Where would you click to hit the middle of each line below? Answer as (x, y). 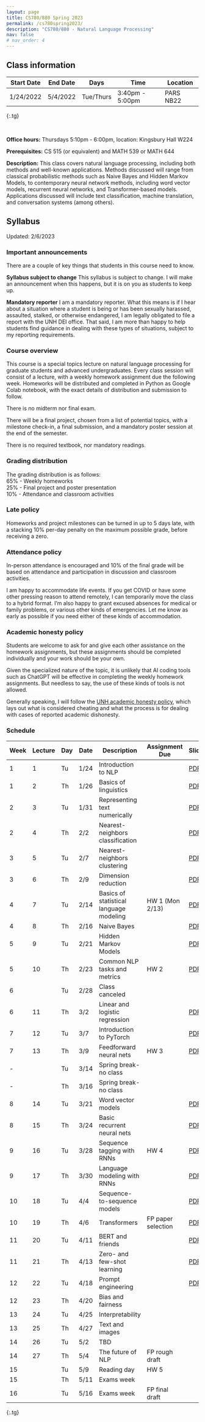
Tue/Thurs (96, 97)
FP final (158, 1390)
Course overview (32, 350)
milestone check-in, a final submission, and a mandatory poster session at (100, 427)
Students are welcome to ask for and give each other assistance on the (96, 645)
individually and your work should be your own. (66, 659)
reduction (113, 883)
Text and (111, 1324)
